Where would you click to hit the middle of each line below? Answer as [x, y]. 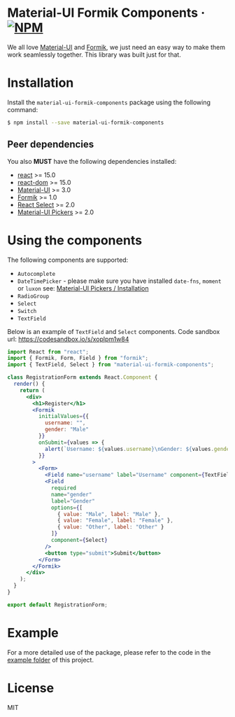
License [31, 688]
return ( [33, 390]
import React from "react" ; [48, 351]
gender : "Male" [67, 430]
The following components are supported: [68, 260]
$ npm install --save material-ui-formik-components [86, 123]
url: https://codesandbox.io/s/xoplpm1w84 [68, 339]
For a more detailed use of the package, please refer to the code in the [109, 652]
